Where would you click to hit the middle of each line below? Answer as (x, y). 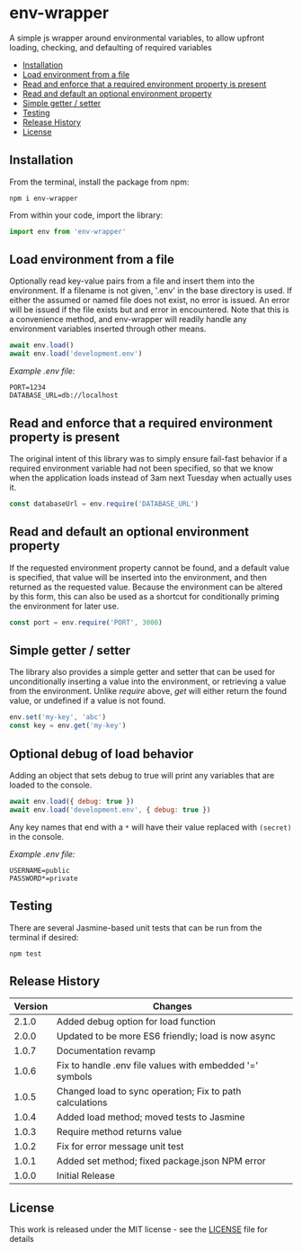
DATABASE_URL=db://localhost (64, 396)
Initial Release (86, 1175)
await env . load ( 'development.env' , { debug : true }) (110, 810)
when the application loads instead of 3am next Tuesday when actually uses (151, 478)
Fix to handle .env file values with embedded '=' (158, 1066)
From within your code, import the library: (86, 215)
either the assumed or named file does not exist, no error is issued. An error (150, 301)
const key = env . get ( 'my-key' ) (68, 726)
